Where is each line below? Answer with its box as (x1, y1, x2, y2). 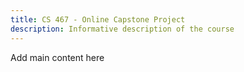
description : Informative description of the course (10, 24, 235, 34)
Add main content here (10, 51, 105, 63)
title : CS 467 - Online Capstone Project (10, 14, 186, 25)
